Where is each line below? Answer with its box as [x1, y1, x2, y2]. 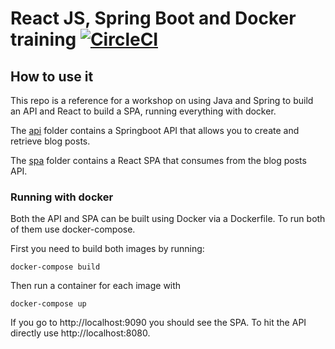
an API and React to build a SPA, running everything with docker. [10, 105, 277, 117]
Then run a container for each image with [10, 280, 182, 292]
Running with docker [10, 190, 114, 204]
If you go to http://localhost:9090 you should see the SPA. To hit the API [10, 317, 307, 329]
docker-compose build [10, 262, 101, 272]
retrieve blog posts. [10, 135, 91, 147]
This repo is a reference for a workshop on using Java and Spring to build [10, 95, 314, 106]
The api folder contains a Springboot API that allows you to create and [10, 125, 300, 136]
